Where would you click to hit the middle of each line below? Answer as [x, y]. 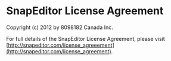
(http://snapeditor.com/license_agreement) [59, 51]
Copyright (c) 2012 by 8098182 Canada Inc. [60, 27]
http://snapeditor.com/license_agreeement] [61, 45]
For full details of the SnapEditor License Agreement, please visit [85, 38]
